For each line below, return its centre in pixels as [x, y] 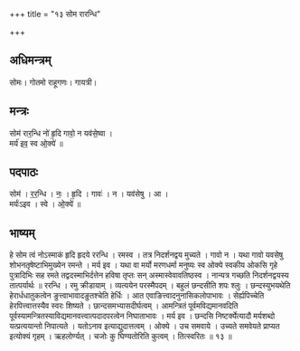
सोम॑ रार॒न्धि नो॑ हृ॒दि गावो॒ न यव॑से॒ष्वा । [61, 133]
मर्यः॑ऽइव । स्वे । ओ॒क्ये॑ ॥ [45, 204]
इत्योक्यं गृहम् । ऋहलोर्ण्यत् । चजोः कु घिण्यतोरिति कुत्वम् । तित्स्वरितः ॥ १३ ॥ [121, 337]
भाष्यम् [22, 233]
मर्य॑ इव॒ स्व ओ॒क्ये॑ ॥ [36, 143]
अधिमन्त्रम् [30, 60]
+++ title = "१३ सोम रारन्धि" [55, 14]
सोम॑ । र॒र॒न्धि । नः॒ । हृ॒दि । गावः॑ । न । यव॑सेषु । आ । [89, 194]
